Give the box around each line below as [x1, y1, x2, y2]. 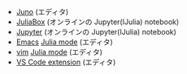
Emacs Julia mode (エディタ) [15, 37, 114, 47]
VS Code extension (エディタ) [15, 57, 116, 67]
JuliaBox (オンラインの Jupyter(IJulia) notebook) [15, 17, 180, 27]
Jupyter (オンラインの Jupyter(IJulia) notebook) [15, 27, 177, 36]
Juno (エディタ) [15, 7, 69, 16]
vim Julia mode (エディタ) [15, 47, 103, 56]
